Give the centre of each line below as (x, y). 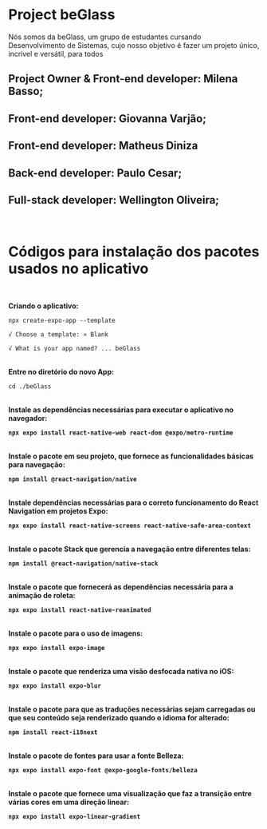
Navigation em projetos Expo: (59, 511)
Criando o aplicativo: (43, 306)
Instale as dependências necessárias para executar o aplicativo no (121, 410)
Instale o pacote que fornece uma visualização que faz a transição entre (130, 794)
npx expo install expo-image (57, 649)
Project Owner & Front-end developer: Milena (123, 79)
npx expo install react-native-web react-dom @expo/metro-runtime (121, 433)
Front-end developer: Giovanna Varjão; (108, 119)
